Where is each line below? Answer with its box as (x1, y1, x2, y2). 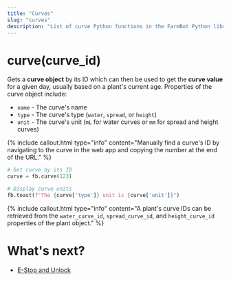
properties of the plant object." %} (7, 218, 104, 227)
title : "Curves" (7, 10, 54, 17)
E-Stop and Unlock (16, 266, 71, 274)
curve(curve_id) (7, 52, 101, 68)
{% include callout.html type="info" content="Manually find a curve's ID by (7, 138, 220, 147)
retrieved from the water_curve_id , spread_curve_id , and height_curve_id (7, 211, 215, 220)
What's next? (7, 243, 85, 258)
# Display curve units (7, 185, 72, 193)
